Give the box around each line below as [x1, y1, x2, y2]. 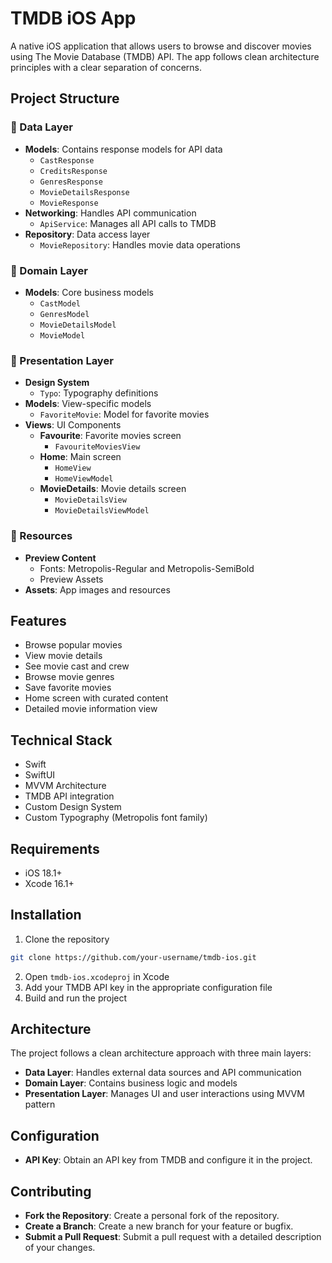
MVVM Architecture [24, 780, 107, 792]
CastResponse [39, 155, 95, 166]
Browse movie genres [24, 671, 115, 683]
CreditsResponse [39, 166, 108, 176]
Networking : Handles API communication [24, 207, 197, 219]
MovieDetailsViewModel [54, 506, 150, 516]
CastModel [39, 298, 82, 309]
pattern [24, 1098, 56, 1111]
